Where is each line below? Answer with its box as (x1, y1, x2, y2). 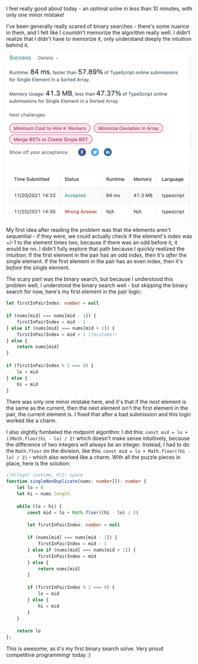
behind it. (6, 41, 30, 48)
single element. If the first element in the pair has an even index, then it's (6, 258, 183, 265)
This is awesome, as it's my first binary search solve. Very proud (6, 645, 164, 652)
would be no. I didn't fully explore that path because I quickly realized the (6, 245, 185, 252)
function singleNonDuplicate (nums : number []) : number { (6, 478, 147, 484)
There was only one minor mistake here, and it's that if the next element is (6, 399, 187, 406)
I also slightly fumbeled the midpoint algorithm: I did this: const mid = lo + (6, 429, 188, 436)
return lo (17, 628, 41, 634)
